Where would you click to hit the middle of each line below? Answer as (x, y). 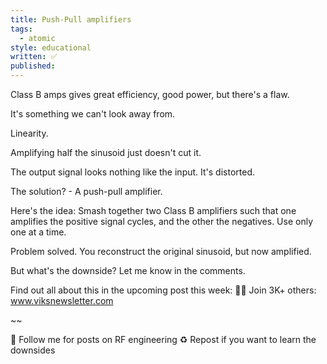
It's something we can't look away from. (93, 114)
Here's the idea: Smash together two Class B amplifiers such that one (153, 210)
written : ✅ (34, 57)
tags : (21, 29)
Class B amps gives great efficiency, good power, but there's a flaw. (150, 94)
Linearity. (29, 133)
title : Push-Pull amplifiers (71, 19)
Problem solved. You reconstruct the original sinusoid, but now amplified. (161, 251)
